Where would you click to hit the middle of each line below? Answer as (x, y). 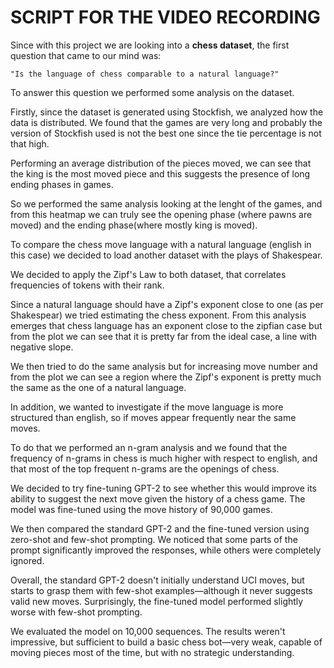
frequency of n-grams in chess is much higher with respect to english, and (164, 458)
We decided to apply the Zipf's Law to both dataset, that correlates (148, 274)
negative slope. (42, 347)
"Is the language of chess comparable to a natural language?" (145, 74)
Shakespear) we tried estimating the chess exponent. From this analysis (158, 315)
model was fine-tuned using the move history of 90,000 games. (141, 509)
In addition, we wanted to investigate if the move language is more (147, 407)
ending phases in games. (62, 184)
